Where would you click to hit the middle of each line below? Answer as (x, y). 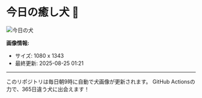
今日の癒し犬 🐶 (43, 12)
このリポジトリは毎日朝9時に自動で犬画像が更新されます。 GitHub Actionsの (101, 81)
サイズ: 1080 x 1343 (39, 55)
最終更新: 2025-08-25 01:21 (49, 63)
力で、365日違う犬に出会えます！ (48, 89)
